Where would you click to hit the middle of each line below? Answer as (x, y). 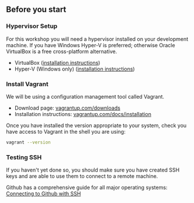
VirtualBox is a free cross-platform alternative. (62, 51)
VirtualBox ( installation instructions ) (57, 62)
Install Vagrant (27, 84)
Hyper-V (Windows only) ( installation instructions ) (75, 69)
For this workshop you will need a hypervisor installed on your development (97, 39)
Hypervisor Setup (32, 26)
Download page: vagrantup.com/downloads (67, 108)
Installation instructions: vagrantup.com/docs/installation (83, 114)
